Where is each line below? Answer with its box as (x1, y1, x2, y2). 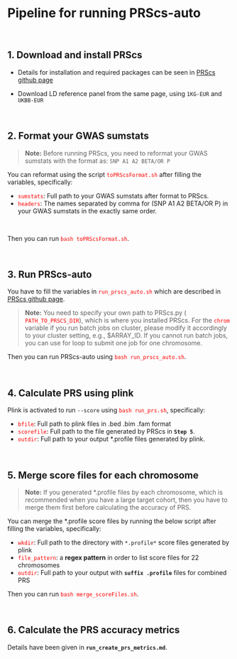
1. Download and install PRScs (7, 49, 143, 61)
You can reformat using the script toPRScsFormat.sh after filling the (7, 170, 202, 178)
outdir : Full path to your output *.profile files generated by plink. (17, 435, 206, 444)
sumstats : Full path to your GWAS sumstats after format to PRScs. (17, 191, 209, 200)
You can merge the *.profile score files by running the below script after (7, 517, 216, 525)
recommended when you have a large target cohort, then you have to (24, 495, 228, 504)
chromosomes (17, 561, 60, 569)
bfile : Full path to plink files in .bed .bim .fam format (17, 419, 172, 428)
